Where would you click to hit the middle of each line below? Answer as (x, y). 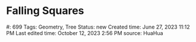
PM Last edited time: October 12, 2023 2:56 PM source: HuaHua (85, 33)
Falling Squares (45, 11)
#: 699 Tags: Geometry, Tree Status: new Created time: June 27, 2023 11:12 (98, 27)
